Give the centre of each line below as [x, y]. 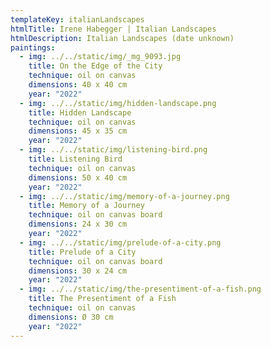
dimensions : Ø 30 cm [71, 317]
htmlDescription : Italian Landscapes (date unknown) [122, 38]
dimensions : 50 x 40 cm [78, 177]
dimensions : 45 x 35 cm [78, 131]
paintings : [33, 47]
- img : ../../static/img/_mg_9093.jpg [100, 57]
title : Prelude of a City [82, 252]
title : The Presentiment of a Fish [102, 299]
